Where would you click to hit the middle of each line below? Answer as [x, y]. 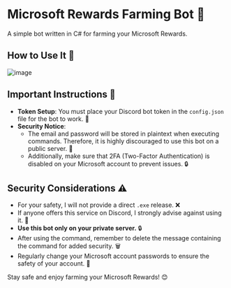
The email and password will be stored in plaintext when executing [124, 134]
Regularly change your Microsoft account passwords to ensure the [113, 256]
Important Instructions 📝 [62, 95]
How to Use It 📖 [41, 56]
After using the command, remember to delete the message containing [119, 238]
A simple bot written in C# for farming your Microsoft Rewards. [97, 34]
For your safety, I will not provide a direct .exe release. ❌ [98, 205]
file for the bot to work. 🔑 [53, 119]
